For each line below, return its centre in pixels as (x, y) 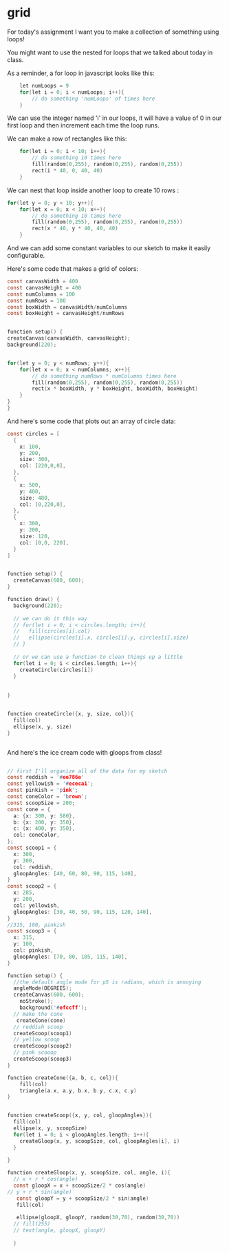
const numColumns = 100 (41, 294)
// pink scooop (35, 1052)
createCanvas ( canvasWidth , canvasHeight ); (69, 338)
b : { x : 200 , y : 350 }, (44, 822)
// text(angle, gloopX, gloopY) (60, 1231)
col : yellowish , (36, 905)
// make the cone (38, 1014)
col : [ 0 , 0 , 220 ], (44, 542)
